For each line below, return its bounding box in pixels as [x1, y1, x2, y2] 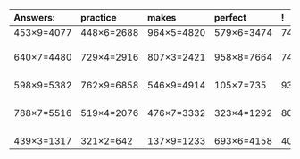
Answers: [13, 12, 55, 23]
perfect [213, 12, 247, 23]
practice [79, 12, 117, 23]
